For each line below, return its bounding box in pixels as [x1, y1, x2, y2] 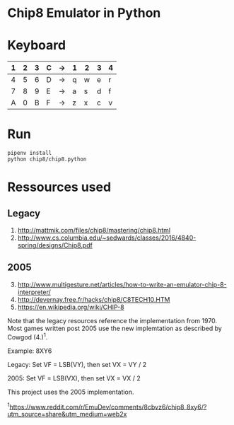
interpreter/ [17, 288, 51, 296]
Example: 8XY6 [7, 347, 52, 355]
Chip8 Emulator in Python [7, 5, 161, 21]
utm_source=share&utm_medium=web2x [7, 410, 127, 419]
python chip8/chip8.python [7, 156, 87, 163]
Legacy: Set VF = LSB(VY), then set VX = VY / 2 [7, 360, 147, 368]
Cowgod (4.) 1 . [7, 331, 48, 341]
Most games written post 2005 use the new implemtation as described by [7, 324, 223, 332]
